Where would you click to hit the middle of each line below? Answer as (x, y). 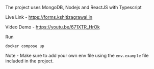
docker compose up (25, 46)
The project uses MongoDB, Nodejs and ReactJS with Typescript (73, 7)
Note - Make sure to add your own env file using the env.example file (77, 56)
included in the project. (30, 61)
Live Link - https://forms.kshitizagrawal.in (49, 17)
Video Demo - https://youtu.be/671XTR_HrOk (53, 27)
